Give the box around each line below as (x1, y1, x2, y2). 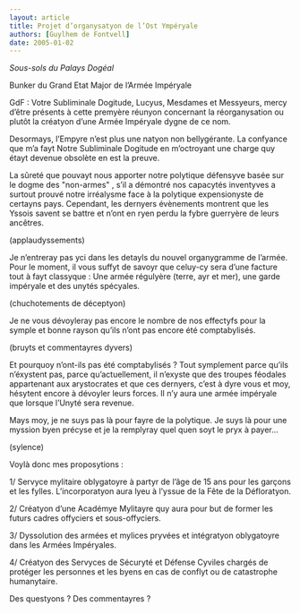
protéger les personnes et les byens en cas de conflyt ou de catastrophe (9, 566, 278, 577)
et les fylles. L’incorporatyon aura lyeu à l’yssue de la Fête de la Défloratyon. (9, 486, 292, 497)
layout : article (9, 13, 70, 22)
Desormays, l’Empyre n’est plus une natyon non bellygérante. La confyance (9, 133, 288, 144)
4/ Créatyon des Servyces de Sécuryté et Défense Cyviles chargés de (9, 557, 269, 568)
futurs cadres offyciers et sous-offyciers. (9, 513, 161, 524)
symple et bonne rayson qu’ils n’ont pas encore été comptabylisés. (9, 325, 256, 336)
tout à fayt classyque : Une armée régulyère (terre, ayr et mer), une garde (9, 271, 280, 282)
